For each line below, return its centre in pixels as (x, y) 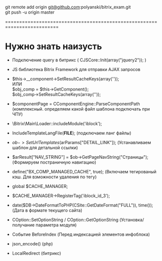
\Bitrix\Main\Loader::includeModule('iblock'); (57, 123)
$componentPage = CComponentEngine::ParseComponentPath (76, 104)
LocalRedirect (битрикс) (36, 253)
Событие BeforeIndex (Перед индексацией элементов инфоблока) (81, 234)
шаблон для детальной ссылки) (45, 148)
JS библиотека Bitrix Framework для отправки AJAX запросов (76, 69)
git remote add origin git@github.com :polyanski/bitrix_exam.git (68, 7)
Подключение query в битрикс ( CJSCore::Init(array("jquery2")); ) (79, 60)
